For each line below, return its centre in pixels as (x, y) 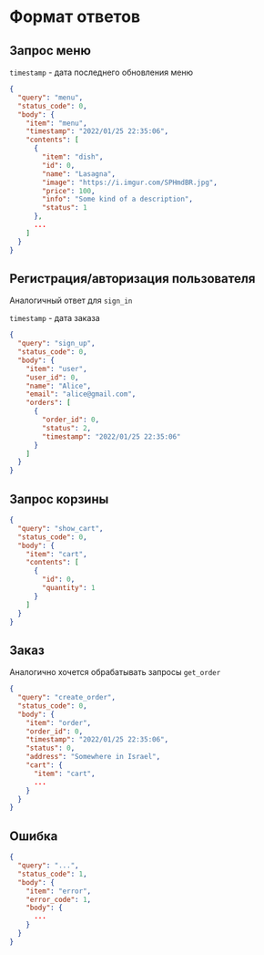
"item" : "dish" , (73, 157)
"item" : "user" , (57, 369)
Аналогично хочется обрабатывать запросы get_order (115, 672)
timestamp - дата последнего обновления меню (102, 72)
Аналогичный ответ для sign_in (71, 301)
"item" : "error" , (59, 891)
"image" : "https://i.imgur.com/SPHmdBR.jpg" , (130, 182)
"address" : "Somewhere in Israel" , (93, 757)
